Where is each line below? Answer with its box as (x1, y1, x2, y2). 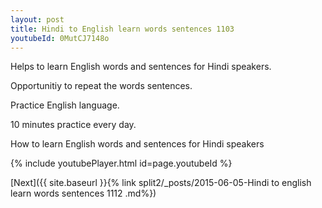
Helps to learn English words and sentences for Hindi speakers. (10, 61, 272, 73)
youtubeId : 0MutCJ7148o (10, 33, 110, 43)
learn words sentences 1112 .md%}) (10, 187, 157, 200)
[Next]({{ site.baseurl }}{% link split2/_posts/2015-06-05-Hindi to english (10, 177, 312, 189)
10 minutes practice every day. (10, 119, 137, 131)
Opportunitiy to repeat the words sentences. (10, 80, 193, 92)
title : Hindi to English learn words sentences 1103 (10, 24, 235, 34)
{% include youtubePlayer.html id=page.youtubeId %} (10, 157, 233, 170)
